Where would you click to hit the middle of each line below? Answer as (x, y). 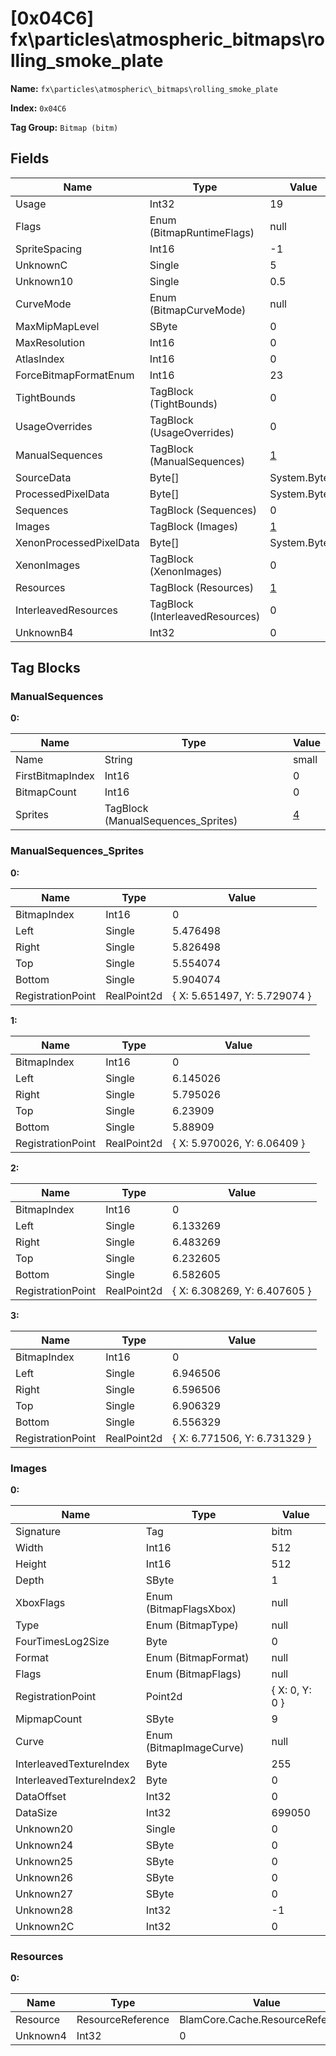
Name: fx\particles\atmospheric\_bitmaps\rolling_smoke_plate (144, 88)
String (118, 760)
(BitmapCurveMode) (198, 310)
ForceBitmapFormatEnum (75, 375)
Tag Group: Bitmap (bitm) (64, 127)
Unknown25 (44, 1862)
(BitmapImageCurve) (195, 1748)
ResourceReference (123, 2020)
